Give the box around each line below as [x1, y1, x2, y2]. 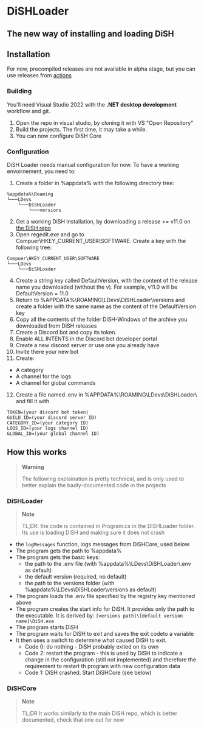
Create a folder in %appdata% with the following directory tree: [15, 179, 175, 186]
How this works [7, 447, 67, 457]
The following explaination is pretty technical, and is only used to [21, 475, 185, 482]
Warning [21, 463, 44, 470]
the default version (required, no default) [24, 573, 127, 580]
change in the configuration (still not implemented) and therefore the [24, 656, 197, 663]
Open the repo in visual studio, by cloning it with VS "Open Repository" [15, 119, 194, 126]
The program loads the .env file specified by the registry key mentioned [15, 593, 195, 600]
